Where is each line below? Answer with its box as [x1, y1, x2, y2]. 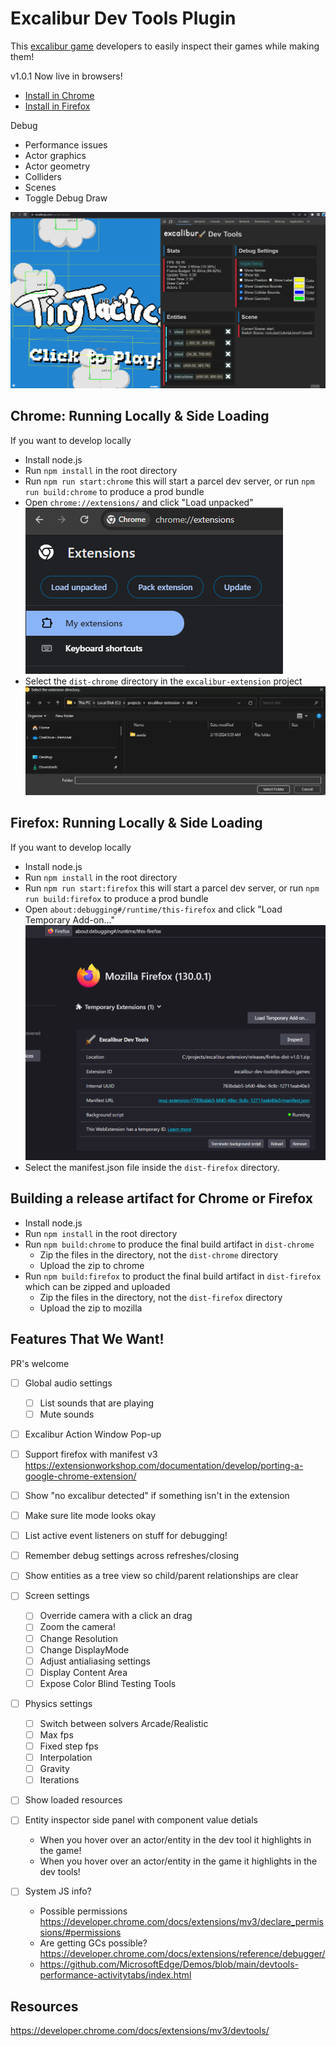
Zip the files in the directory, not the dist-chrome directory [39, 1248, 279, 1261]
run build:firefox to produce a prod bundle [24, 892, 209, 904]
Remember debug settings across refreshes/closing [24, 1550, 240, 1562]
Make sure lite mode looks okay [24, 1510, 157, 1522]
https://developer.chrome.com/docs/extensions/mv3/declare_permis [39, 1916, 325, 1928]
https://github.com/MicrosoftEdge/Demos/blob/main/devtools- [39, 1958, 300, 1971]
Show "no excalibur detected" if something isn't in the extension [24, 1490, 290, 1501]
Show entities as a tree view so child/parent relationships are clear [24, 1570, 299, 1582]
